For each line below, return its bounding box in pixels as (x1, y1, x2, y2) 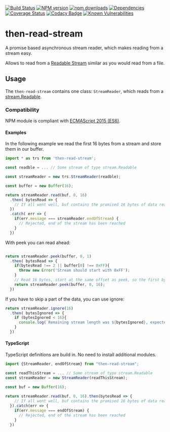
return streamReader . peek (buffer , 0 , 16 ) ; (14, 282, 105, 287)
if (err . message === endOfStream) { (14, 408, 90, 413)
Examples (5, 129, 27, 136)
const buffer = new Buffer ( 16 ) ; (5, 183, 73, 188)
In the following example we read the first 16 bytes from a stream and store (5, 141, 161, 147)
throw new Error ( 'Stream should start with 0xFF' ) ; (18, 268, 130, 273)
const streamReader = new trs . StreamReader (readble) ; (5, 174, 121, 179)
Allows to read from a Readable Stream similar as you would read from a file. (5, 60, 165, 66)
